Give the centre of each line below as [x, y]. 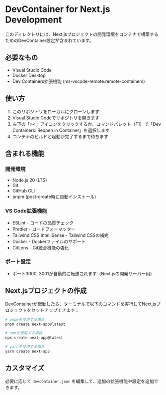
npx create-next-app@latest [34, 338]
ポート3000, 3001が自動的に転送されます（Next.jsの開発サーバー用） [83, 273]
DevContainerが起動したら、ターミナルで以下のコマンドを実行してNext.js [81, 304]
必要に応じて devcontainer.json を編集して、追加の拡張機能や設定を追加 [80, 381]
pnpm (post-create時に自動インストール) [54, 197]
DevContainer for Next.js [58, 9]
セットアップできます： [55, 310]
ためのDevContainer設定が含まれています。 [49, 40]
